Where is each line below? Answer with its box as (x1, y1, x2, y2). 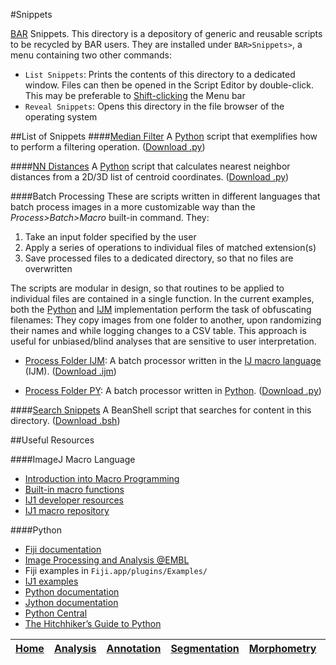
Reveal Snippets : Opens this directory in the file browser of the (24, 100, 285, 112)
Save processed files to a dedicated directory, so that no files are (24, 252, 294, 264)
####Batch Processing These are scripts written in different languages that (10, 190, 321, 202)
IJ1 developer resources (24, 494, 124, 506)
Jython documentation (24, 597, 119, 608)
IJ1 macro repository (24, 505, 110, 516)
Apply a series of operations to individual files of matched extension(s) (24, 242, 317, 253)
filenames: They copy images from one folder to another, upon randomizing (10, 314, 322, 326)
